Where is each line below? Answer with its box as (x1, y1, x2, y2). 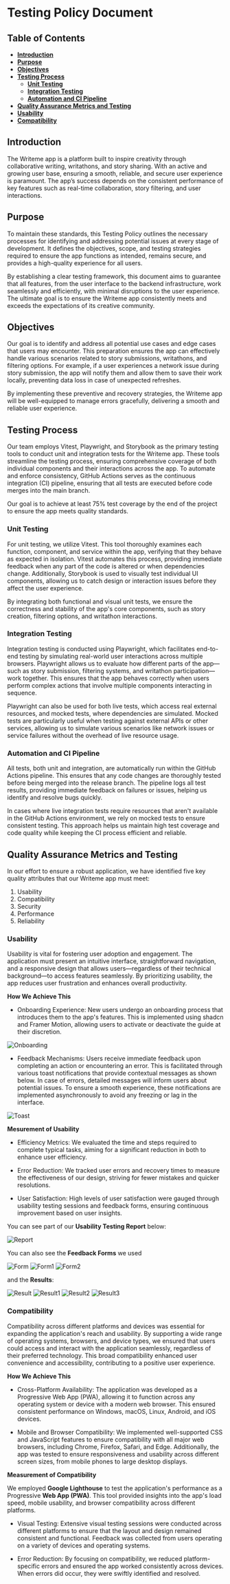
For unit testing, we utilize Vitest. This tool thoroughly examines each (7, 539, 203, 548)
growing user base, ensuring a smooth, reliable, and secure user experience (7, 169, 223, 177)
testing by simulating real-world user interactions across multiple (19, 652, 203, 660)
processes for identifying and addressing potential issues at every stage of (7, 236, 219, 245)
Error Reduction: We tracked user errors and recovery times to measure (16, 1166, 220, 1175)
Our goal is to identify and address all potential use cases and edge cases (7, 340, 216, 348)
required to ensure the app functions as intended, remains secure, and (7, 251, 207, 260)
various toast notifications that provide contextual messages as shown (16, 1069, 217, 1078)
